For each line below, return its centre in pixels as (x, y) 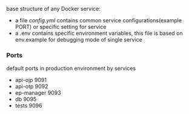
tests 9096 (28, 106)
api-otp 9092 (31, 86)
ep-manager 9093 (38, 93)
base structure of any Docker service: (54, 9)
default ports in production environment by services (71, 68)
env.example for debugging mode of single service (78, 40)
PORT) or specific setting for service (61, 27)
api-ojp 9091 (31, 80)
